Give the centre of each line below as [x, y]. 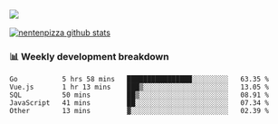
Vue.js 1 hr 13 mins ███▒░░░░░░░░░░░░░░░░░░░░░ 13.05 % [139, 87]
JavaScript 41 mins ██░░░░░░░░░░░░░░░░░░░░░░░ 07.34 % [139, 103]
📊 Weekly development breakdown [89, 57]
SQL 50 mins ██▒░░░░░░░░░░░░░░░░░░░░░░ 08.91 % [139, 95]
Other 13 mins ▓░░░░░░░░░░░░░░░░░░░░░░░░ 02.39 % [139, 110]
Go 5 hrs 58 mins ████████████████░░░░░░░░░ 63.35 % [139, 79]
